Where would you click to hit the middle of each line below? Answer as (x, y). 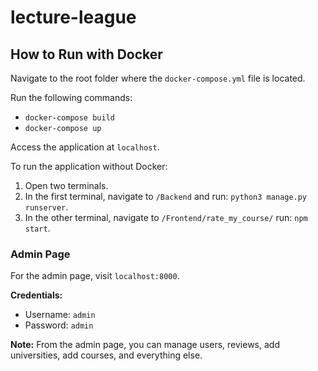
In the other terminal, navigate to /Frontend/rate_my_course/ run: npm (166, 217)
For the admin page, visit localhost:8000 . (95, 276)
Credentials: (36, 295)
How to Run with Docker (86, 54)
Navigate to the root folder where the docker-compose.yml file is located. (158, 78)
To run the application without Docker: (89, 166)
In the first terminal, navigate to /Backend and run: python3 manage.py (166, 196)
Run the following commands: (71, 97)
